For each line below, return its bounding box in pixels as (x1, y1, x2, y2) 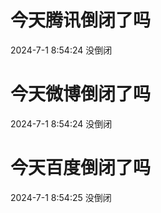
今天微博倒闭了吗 (10, 83, 152, 106)
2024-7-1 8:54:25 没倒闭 (10, 191, 112, 203)
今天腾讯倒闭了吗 (10, 9, 152, 32)
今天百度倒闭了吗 (10, 157, 152, 180)
